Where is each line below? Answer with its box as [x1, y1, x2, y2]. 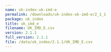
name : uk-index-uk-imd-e [5, 7, 57, 12]
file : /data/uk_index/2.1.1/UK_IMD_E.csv [5, 40, 93, 45]
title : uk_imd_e [5, 21, 39, 26]
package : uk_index [5, 16, 43, 21]
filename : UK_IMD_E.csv [5, 26, 55, 31]
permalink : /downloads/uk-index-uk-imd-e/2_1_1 [5, 12, 106, 17]
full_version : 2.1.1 [5, 35, 48, 40]
